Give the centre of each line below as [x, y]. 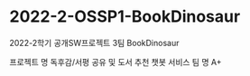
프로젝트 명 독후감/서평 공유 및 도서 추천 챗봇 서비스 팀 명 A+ [116, 62]
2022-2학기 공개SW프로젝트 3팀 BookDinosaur [94, 43]
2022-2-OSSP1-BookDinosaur [125, 17]
